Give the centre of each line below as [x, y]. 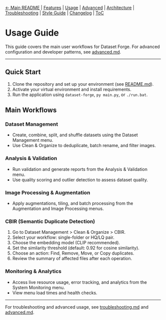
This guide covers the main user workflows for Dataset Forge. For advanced [83, 47]
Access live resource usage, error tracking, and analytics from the [80, 282]
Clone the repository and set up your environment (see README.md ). [83, 84]
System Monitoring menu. [39, 287]
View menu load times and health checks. [55, 293]
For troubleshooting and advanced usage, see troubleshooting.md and [77, 307]
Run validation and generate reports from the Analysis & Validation [80, 169]
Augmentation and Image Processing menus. [58, 209]
